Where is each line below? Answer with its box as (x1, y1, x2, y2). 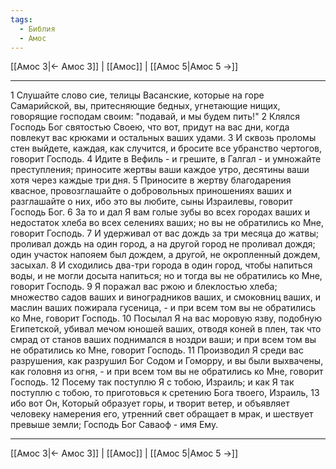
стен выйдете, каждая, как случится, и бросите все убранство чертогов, (10, 142, 322, 155)
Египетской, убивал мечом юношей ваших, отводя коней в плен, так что (10, 323, 322, 335)
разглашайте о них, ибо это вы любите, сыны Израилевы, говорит (10, 196, 293, 208)
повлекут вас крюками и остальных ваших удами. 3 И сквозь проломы (10, 132, 317, 144)
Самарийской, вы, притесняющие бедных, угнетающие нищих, (10, 100, 281, 112)
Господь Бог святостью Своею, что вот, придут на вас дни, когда (10, 121, 290, 133)
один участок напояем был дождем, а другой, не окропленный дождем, (10, 249, 321, 261)
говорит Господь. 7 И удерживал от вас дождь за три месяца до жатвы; (10, 227, 319, 240)
